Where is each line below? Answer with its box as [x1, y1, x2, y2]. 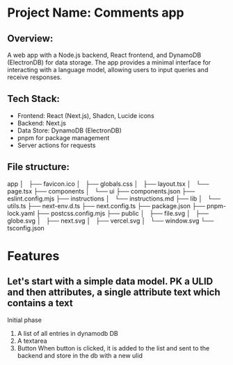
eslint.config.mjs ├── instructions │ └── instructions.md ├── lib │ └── [7, 194, 221, 203]
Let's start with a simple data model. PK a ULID [7, 275, 214, 287]
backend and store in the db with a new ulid [17, 351, 143, 359]
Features [7, 248, 60, 264]
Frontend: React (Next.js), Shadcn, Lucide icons [17, 111, 154, 119]
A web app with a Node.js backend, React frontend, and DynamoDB [7, 51, 202, 59]
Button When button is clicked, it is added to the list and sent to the [17, 343, 210, 352]
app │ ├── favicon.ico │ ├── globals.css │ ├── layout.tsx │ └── [7, 179, 210, 188]
